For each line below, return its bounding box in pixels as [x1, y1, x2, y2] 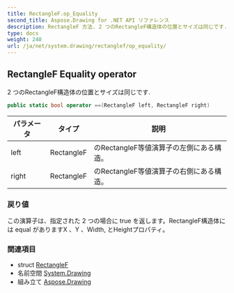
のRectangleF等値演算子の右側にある [93, 166, 214, 176]
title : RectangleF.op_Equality [7, 10, 98, 17]
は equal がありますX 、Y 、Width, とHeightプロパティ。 [7, 225, 169, 234]
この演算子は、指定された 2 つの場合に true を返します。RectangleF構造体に [7, 216, 226, 225]
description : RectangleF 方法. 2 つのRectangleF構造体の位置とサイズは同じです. [7, 23, 228, 30]
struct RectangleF [17, 261, 68, 269]
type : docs [7, 29, 39, 37]
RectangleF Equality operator [7, 68, 137, 80]
